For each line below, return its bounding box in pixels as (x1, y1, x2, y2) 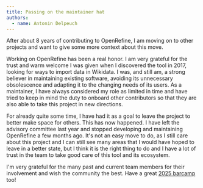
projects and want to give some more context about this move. (6, 43, 163, 51)
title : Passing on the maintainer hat (6, 9, 105, 15)
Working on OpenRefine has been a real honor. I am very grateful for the (6, 56, 188, 63)
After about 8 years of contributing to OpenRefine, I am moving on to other (6, 37, 194, 45)
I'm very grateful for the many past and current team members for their (6, 163, 185, 171)
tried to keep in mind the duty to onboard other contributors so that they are (6, 94, 197, 101)
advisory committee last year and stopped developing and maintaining (6, 126, 183, 133)
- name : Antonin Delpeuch (12, 20, 78, 26)
